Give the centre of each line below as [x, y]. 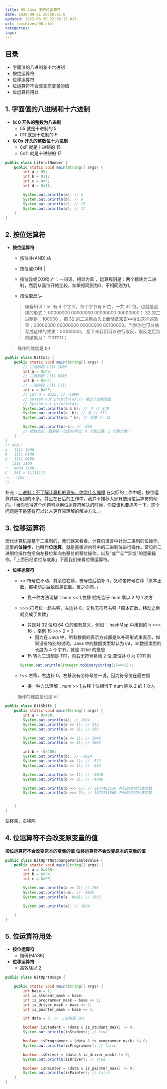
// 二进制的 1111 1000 [45, 367]
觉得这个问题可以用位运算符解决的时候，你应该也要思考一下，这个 [92, 505]
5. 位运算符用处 [29, 936]
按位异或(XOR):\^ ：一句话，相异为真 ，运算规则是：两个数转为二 [86, 279]
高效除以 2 [31, 968]
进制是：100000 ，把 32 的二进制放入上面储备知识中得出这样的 [89, 319]
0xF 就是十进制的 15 [40, 147]
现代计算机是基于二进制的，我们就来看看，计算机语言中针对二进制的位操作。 [83, 541]
